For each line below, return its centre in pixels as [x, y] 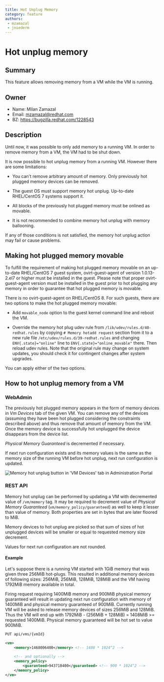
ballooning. [23, 226]
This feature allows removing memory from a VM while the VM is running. [79, 82]
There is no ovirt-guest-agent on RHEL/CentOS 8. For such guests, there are [82, 298]
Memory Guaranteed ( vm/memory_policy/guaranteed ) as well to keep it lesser [82, 507]
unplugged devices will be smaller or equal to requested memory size [75, 532]
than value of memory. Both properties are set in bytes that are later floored [81, 512]
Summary [20, 70]
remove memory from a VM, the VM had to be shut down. [63, 152]
